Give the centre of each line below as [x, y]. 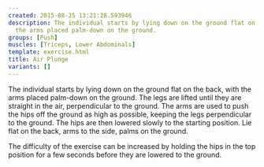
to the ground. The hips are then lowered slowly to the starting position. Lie [130, 122]
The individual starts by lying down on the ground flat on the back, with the [130, 89]
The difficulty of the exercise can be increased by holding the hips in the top [132, 146]
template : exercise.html [49, 52]
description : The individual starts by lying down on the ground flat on [132, 23]
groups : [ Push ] [33, 37]
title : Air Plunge [38, 60]
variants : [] [30, 67]
